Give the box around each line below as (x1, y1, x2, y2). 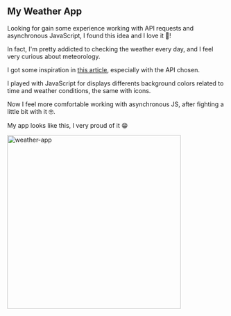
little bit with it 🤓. (7, 107, 55, 115)
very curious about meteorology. (7, 52, 101, 60)
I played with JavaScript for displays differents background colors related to (7, 79, 224, 88)
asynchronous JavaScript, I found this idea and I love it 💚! (7, 31, 171, 40)
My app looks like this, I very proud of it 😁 (7, 121, 128, 129)
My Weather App (7, 6, 83, 17)
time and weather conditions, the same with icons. (7, 86, 151, 94)
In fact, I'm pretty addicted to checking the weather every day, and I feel (7, 44, 214, 53)
